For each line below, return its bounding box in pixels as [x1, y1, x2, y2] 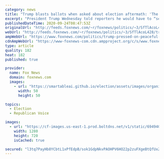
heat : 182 [5, 52, 25, 58]
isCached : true [14, 138, 45, 143]
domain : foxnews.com [9, 75, 51, 80]
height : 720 [14, 133, 38, 138]
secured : [5, 147, 23, 152]
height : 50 [18, 93, 41, 98]
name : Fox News [9, 70, 41, 76]
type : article [5, 43, 34, 48]
